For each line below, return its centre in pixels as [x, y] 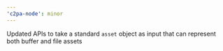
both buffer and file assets [44, 41]
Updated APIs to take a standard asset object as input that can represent [111, 34]
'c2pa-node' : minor [35, 14]
